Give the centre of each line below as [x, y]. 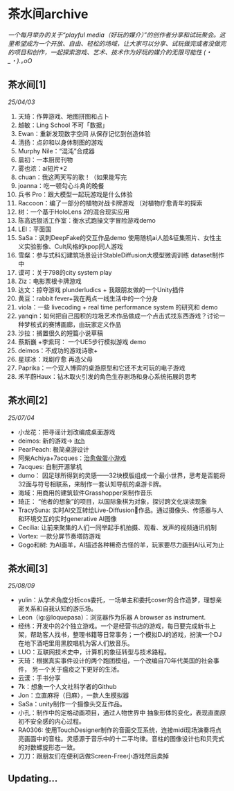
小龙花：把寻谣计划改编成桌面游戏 [66, 432]
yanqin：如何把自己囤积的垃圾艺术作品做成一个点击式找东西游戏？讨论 [118, 316]
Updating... [33, 778]
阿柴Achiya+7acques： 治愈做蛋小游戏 [72, 458]
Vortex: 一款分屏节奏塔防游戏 [59, 536]
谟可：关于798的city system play [65, 272]
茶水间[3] [28, 569]
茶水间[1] [27, 85]
